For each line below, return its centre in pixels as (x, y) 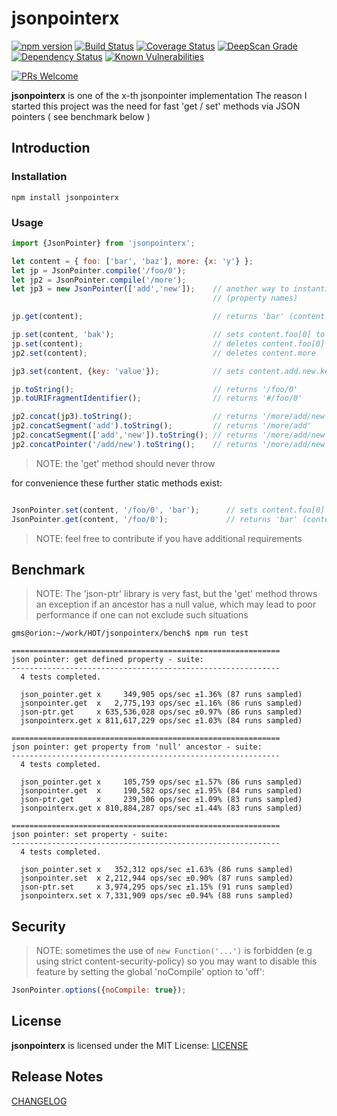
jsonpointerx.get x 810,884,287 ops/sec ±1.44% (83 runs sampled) (161, 808)
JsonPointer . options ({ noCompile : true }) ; (99, 990)
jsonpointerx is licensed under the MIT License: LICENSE (130, 1045)
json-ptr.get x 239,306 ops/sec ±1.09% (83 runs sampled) (161, 800)
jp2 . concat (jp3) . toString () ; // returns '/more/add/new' (170, 417)
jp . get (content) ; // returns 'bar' (148, 317)
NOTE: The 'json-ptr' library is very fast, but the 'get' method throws (176, 594)
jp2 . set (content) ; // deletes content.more (163, 353)
